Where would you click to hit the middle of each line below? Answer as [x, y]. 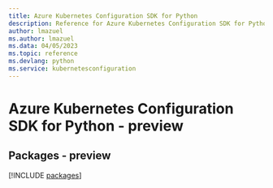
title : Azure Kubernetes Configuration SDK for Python [103, 16]
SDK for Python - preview [96, 126]
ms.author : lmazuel [41, 38]
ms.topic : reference [43, 53]
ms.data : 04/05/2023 [43, 46]
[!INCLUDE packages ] [45, 175]
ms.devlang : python [41, 62]
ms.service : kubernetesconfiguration [72, 69]
